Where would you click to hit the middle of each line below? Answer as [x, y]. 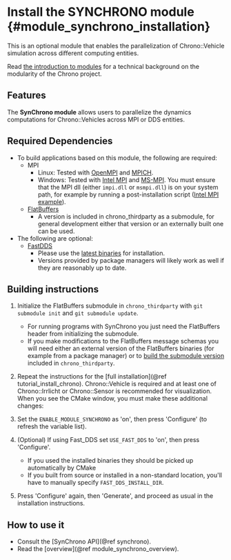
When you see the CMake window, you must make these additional [112, 399]
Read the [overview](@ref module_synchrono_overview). [98, 549]
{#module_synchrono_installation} [109, 27]
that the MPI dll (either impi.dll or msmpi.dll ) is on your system [128, 187]
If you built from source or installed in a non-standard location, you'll [125, 475]
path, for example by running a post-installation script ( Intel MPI [128, 194]
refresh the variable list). [52, 427]
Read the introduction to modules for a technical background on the [103, 66]
